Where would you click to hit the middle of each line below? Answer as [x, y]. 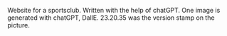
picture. [19, 25]
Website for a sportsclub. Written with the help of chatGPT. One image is [114, 10]
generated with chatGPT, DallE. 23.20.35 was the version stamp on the [111, 18]
